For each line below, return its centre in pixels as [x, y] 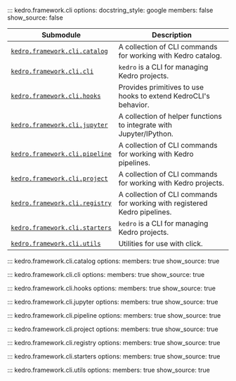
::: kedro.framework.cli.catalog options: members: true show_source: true [113, 261]
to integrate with [145, 125]
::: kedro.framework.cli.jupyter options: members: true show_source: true [113, 302]
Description [172, 35]
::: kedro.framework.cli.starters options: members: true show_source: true [114, 356]
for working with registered [163, 203]
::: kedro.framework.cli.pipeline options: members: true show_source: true [114, 315]
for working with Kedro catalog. [170, 56]
